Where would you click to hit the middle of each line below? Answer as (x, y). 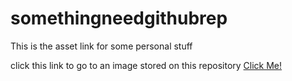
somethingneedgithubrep (119, 18)
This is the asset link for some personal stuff (101, 46)
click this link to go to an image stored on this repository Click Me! (146, 65)
